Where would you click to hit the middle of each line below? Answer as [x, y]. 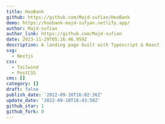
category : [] [22, 84]
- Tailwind [25, 67]
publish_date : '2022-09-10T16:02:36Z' [55, 95]
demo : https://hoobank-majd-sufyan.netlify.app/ [68, 23]
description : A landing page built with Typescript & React [83, 45]
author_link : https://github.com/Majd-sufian [64, 34]
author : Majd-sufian [32, 28]
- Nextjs [22, 56]
